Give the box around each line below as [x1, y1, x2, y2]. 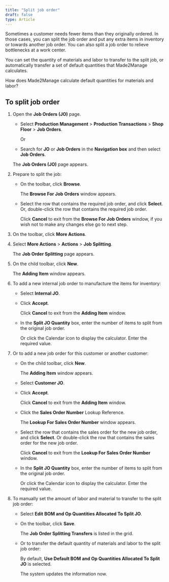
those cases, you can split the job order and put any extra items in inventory [5, 36, 164, 42]
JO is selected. [20, 561, 52, 567]
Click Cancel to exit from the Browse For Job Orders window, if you [20, 216, 162, 222]
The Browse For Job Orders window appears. [20, 191, 117, 197]
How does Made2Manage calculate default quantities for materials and [5, 77, 154, 84]
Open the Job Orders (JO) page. [12, 111, 81, 117]
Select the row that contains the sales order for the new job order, [20, 429, 158, 435]
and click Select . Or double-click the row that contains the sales [20, 435, 155, 441]
